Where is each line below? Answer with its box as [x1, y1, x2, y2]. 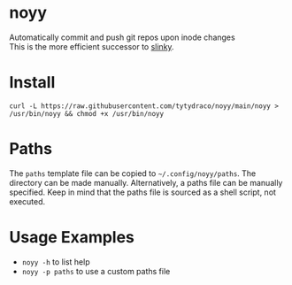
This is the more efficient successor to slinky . [9, 41, 174, 51]
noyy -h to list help [21, 256, 90, 267]
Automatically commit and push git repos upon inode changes [9, 32, 236, 42]
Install [9, 73, 56, 93]
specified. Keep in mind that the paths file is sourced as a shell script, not [9, 187, 277, 197]
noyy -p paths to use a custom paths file [21, 266, 171, 276]
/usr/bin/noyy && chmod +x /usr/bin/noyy [9, 109, 165, 118]
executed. [9, 196, 46, 206]
